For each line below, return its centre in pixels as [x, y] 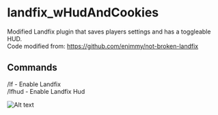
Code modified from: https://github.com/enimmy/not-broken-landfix [103, 46]
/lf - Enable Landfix [34, 84]
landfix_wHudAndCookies [83, 13]
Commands [32, 67]
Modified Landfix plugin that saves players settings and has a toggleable [109, 31]
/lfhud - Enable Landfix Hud [46, 91]
